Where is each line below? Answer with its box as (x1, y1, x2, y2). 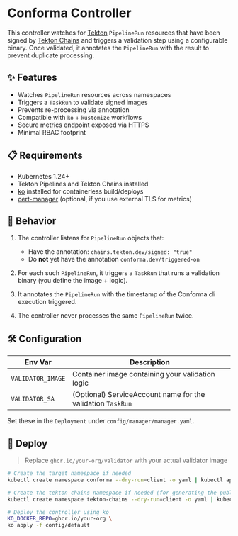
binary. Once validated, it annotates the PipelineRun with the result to (7, 43, 210, 52)
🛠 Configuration (7, 333, 82, 345)
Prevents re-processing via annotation (17, 105, 130, 114)
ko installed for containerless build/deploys (17, 186, 144, 196)
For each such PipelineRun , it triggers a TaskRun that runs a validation (17, 269, 220, 277)
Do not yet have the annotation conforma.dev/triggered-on (28, 255, 200, 264)
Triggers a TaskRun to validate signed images (17, 98, 148, 106)
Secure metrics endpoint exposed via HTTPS (17, 121, 149, 129)
